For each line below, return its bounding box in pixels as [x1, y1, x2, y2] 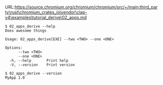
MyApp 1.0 [5, 75, 25, 80]
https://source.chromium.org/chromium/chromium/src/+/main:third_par [14, 4, 158, 10]
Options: [5, 45, 23, 50]
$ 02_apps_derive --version [5, 71, 62, 76]
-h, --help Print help [9, 58, 69, 63]
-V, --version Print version [9, 63, 75, 67]
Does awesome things [5, 28, 47, 33]
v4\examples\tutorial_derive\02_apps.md [5, 15, 87, 20]
